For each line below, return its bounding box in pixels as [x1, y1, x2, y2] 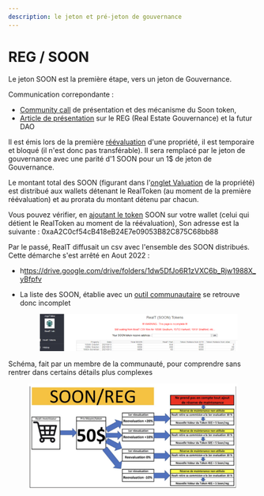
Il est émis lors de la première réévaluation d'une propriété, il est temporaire [8, 137, 255, 147]
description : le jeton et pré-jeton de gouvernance [8, 13, 182, 21]
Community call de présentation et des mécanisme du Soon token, [19, 105, 237, 114]
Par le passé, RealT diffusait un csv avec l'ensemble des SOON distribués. [8, 242, 251, 251]
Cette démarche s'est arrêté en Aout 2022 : [8, 250, 150, 260]
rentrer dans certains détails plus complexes [8, 367, 153, 376]
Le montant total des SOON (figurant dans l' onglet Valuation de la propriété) [8, 177, 255, 187]
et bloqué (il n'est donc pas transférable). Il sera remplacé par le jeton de [8, 145, 246, 155]
